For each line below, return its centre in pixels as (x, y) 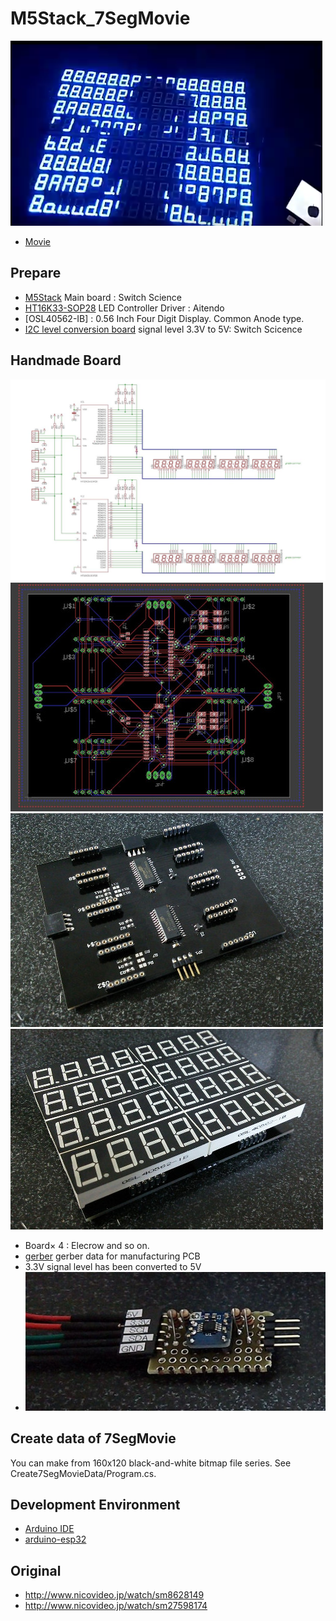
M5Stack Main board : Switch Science (103, 297)
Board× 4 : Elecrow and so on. (87, 1245)
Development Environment (95, 1504)
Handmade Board (66, 360)
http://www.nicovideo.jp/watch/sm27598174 (116, 1606)
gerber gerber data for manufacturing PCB (112, 1256)
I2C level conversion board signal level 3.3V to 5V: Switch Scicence (163, 329)
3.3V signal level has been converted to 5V (113, 1266)
